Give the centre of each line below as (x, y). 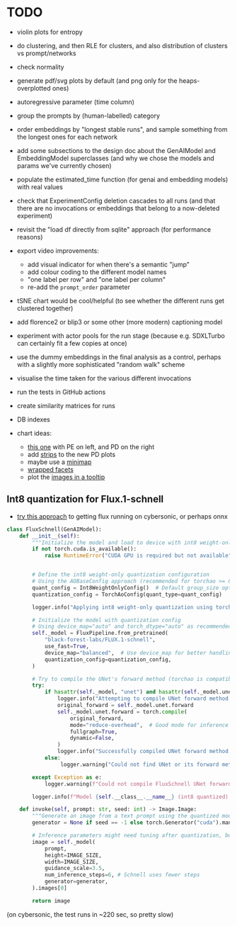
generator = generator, (76, 882)
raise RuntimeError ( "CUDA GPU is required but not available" (138, 556)
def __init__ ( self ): (50, 536)
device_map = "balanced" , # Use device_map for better (125, 653)
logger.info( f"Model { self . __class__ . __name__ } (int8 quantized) (131, 797)
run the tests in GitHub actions (61, 392)
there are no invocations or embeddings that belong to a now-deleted (118, 208)
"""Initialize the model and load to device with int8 (115, 543)
